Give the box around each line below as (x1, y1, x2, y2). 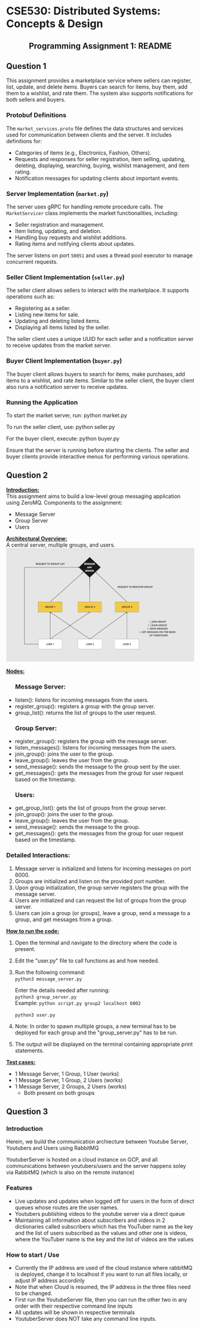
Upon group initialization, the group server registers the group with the (14, 884, 189, 891)
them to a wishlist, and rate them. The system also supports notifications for (6, 90, 193, 97)
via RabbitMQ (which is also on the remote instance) (6, 1169, 135, 1176)
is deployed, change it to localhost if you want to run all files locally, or (14, 1270, 188, 1278)
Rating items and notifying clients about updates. (14, 240, 136, 247)
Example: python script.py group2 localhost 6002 (14, 999, 141, 1006)
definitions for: (6, 137, 42, 144)
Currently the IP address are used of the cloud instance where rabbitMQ (14, 1264, 193, 1271)
